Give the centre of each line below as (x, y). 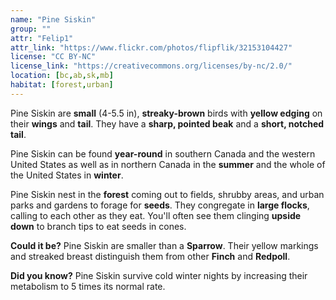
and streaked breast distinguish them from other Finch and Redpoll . (150, 256)
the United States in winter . (67, 175)
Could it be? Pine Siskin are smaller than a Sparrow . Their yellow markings (164, 245)
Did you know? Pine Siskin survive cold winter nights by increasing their (159, 275)
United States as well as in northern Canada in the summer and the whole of (168, 164)
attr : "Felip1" (42, 38)
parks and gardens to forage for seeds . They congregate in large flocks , (160, 205)
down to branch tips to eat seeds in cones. (98, 226)
